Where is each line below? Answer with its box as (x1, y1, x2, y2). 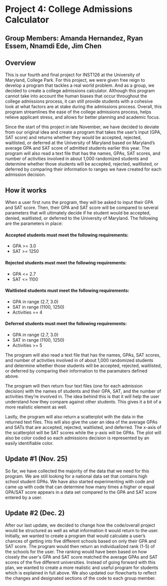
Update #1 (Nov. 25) (5, 455, 68, 463)
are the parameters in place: (5, 220, 63, 226)
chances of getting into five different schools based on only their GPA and (5, 538, 157, 544)
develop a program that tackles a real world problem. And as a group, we (5, 82, 155, 88)
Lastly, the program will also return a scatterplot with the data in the (5, 414, 144, 420)
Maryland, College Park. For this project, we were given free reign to (5, 77, 145, 83)
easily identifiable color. (5, 440, 54, 446)
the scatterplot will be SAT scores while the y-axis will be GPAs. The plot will (5, 430, 162, 436)
